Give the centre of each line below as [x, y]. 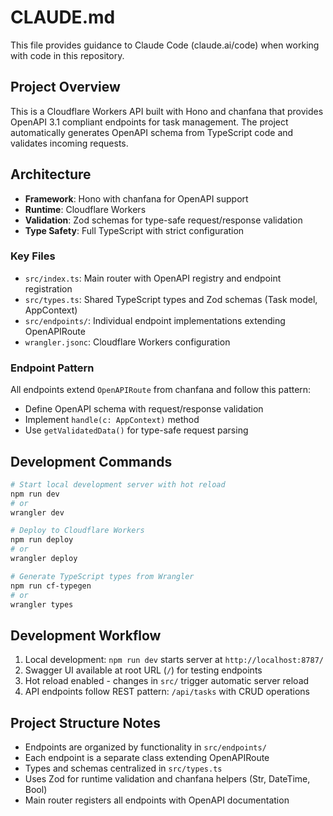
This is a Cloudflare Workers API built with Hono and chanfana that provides [167, 111]
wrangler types [42, 604]
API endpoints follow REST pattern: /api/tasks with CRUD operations [167, 692]
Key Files [33, 256]
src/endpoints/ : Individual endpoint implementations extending [155, 320]
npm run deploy [42, 540]
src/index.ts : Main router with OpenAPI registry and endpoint [153, 278]
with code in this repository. [67, 55]
